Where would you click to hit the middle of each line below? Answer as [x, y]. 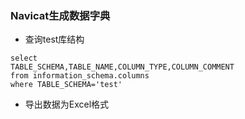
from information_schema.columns [80, 76]
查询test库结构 [54, 39]
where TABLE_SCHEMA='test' [66, 85]
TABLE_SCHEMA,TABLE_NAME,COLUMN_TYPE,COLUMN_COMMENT [122, 67]
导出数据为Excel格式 [67, 104]
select [24, 58]
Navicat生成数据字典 [60, 15]
